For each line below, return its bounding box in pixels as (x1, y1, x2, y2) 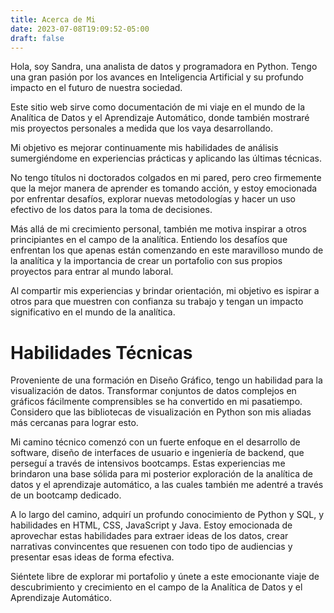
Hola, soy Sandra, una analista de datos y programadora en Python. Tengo (10, 61, 318, 73)
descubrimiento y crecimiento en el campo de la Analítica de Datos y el (10, 581, 303, 593)
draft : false (10, 33, 65, 43)
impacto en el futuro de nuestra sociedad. (10, 82, 183, 94)
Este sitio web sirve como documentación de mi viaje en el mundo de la (10, 101, 306, 113)
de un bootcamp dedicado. (10, 489, 122, 501)
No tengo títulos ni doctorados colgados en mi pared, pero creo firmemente (10, 172, 322, 184)
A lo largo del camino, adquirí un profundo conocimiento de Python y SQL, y (10, 509, 325, 521)
